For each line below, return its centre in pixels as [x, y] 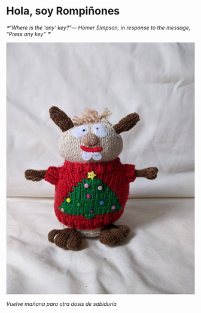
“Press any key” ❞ [28, 34]
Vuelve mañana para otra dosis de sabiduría [61, 303]
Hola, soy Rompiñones [63, 11]
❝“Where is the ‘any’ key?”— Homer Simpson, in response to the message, [98, 28]
